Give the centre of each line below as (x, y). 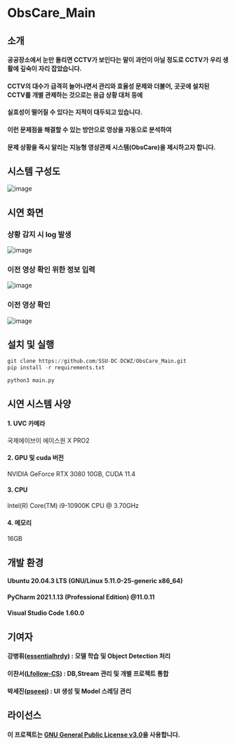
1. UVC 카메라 (26, 424)
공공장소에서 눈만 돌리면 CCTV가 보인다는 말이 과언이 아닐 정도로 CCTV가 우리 (114, 60)
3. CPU (18, 490)
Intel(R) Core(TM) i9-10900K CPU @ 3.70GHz (73, 506)
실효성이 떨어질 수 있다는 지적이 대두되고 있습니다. (75, 112)
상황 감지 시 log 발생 (39, 234)
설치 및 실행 (31, 345)
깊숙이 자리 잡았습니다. (51, 69)
